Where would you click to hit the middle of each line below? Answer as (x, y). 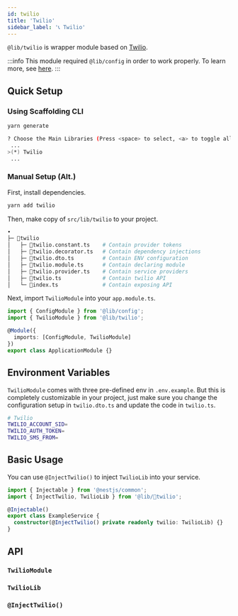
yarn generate (28, 126)
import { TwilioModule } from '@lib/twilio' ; (75, 318)
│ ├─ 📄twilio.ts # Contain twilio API (87, 278)
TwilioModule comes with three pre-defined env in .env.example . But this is (117, 390)
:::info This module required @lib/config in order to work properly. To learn (117, 61)
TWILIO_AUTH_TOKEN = (36, 431)
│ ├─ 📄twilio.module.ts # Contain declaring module (96, 265)
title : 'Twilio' (31, 21)
